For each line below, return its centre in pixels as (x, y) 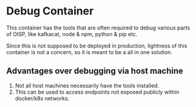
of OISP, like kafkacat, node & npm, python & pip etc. (72, 34)
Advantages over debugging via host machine (95, 71)
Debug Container (50, 11)
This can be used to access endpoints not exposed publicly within (97, 92)
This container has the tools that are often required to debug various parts (98, 28)
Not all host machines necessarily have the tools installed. (87, 85)
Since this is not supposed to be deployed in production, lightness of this (97, 46)
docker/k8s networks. (42, 98)
